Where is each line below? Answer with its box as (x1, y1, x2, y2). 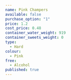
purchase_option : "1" (5, 16, 50, 21)
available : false (5, 12, 41, 17)
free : (5, 58, 16, 63)
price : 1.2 (5, 21, 28, 26)
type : (5, 40, 16, 45)
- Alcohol (9, 63, 30, 68)
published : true (5, 68, 39, 73)
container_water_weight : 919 (5, 30, 66, 35)
